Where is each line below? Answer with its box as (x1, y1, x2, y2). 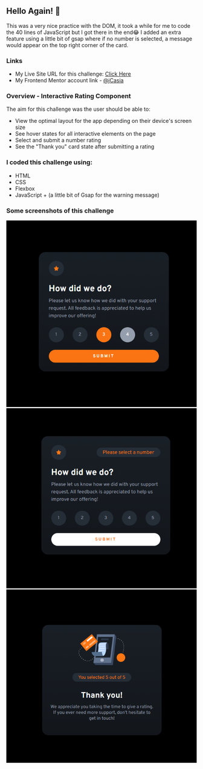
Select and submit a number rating (14, 137, 101, 144)
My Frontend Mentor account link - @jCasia (14, 77, 124, 84)
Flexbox (14, 185, 35, 192)
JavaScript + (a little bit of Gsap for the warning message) (14, 191, 160, 199)
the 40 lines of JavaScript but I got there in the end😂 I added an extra (6, 28, 181, 36)
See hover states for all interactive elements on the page (14, 130, 156, 137)
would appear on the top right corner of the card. (6, 41, 129, 48)
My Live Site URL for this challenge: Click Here (14, 70, 131, 78)
